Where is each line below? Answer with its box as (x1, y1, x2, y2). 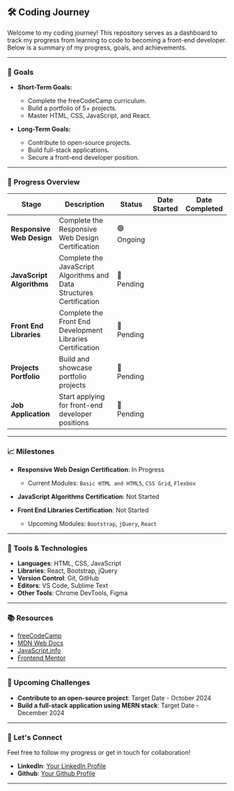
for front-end (58, 400, 103, 410)
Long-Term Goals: (17, 125, 71, 133)
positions (58, 418, 89, 428)
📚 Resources (7, 613, 54, 623)
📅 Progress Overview (7, 177, 80, 187)
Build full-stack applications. (27, 146, 110, 154)
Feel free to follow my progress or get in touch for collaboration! (7, 748, 191, 756)
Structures (58, 288, 94, 298)
